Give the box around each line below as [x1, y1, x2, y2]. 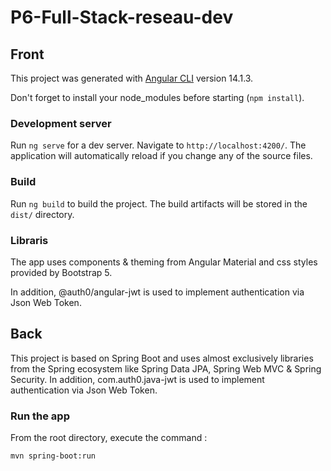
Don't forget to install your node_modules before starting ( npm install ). [10, 92, 305, 103]
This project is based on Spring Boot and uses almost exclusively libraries [10, 352, 314, 364]
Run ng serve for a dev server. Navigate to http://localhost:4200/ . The [10, 139, 307, 151]
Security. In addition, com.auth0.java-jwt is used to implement [10, 373, 265, 385]
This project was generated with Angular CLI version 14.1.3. [10, 72, 254, 84]
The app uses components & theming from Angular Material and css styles [10, 256, 318, 268]
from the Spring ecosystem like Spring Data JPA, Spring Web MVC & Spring [10, 362, 322, 375]
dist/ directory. [10, 208, 75, 220]
